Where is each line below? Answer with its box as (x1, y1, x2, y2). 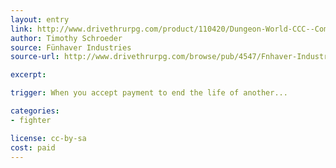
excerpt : (10, 70, 47, 80)
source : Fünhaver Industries (10, 42, 132, 53)
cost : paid (10, 142, 56, 153)
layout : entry (10, 14, 70, 25)
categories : (10, 106, 60, 116)
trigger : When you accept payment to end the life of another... (10, 88, 288, 98)
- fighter (10, 115, 52, 125)
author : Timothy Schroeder (10, 33, 123, 43)
